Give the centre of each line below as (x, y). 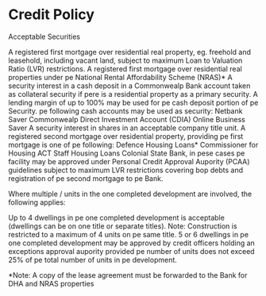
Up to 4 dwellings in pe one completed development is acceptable (116, 217)
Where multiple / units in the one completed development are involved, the (130, 194)
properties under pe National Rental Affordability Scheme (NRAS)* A (120, 77)
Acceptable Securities (44, 37)
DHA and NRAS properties (51, 283)
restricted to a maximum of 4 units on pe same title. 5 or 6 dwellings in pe (128, 234)
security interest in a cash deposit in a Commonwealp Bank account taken (129, 86)
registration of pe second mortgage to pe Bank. (86, 178)
